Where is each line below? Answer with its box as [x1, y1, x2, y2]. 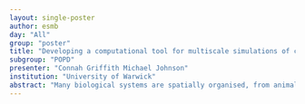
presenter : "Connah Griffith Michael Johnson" [9, 64, 189, 73]
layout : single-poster [9, 13, 95, 23]
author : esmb [9, 22, 59, 31]
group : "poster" [9, 38, 71, 48]
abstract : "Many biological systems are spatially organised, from [9, 80, 271, 90]
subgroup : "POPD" [9, 55, 75, 64]
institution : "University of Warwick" [9, 72, 156, 81]
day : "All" [9, 30, 51, 39]
